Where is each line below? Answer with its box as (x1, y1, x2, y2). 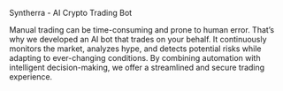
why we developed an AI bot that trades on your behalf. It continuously (9, 34, 267, 44)
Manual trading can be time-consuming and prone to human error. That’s (9, 25, 275, 34)
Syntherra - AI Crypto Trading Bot (9, 8, 133, 18)
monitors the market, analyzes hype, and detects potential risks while (9, 43, 263, 54)
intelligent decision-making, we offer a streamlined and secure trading (9, 62, 265, 72)
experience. (9, 72, 53, 82)
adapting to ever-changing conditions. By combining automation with (9, 53, 261, 63)
